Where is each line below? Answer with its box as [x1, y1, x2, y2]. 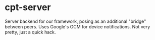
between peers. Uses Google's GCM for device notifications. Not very [5, 23, 150, 29]
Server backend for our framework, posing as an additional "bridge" [5, 18, 146, 24]
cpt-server [5, 2, 51, 13]
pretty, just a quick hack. [5, 29, 56, 35]
